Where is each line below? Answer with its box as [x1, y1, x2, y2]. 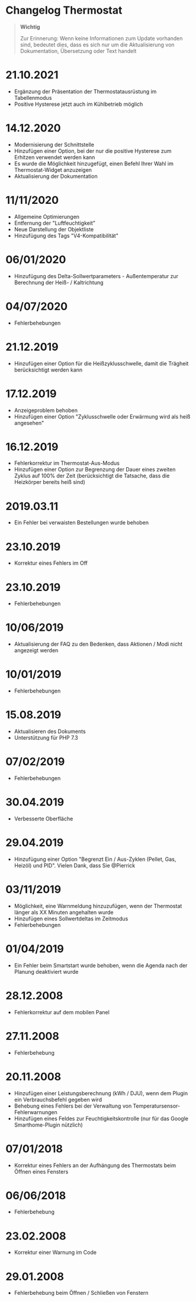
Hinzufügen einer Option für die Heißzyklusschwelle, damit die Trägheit [14, 360, 189, 367]
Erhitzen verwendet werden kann [14, 153, 95, 161]
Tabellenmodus [14, 94, 52, 101]
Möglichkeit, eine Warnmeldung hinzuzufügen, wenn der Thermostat [14, 902, 182, 910]
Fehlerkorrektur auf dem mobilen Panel [14, 1008, 110, 1015]
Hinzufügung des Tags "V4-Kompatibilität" [14, 232, 119, 239]
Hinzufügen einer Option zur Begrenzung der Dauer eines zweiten [14, 466, 176, 473]
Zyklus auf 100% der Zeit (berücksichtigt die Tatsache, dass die [14, 472, 170, 479]
